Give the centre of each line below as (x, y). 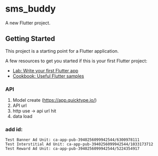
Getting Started (30, 39)
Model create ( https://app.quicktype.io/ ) (55, 100)
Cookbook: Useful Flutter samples (48, 76)
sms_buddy (30, 9)
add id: (14, 129)
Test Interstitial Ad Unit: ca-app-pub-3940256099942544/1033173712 (79, 144)
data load (23, 116)
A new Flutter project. (28, 23)
